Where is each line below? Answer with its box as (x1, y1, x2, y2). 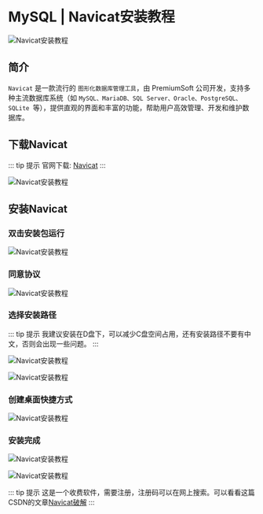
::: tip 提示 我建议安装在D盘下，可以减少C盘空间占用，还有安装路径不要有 (8, 329, 245, 338)
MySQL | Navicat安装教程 (8, 8, 175, 26)
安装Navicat (8, 202, 68, 216)
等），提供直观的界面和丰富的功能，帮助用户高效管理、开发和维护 (32, 102, 243, 112)
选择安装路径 (8, 309, 57, 320)
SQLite (8, 104, 30, 112)
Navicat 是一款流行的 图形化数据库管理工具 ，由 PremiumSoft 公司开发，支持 (8, 83, 244, 92)
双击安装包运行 (8, 227, 65, 239)
